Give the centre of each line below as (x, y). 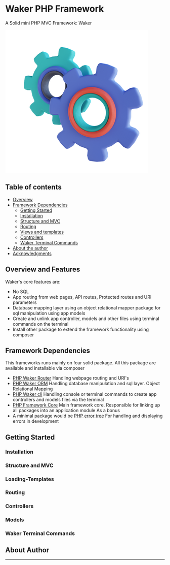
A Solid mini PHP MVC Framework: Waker (49, 23)
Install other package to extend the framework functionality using (81, 329)
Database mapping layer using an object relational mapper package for (87, 307)
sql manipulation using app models (49, 313)
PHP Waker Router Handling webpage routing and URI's (71, 378)
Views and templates (42, 232)
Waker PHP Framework (55, 9)
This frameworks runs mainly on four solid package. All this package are (80, 363)
